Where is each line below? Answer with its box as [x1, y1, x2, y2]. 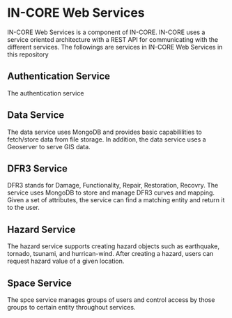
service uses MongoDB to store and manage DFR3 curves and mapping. [7, 188, 215, 197]
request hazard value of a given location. [7, 257, 125, 266]
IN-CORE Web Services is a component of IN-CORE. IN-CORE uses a [7, 28, 206, 36]
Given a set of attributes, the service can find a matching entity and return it [7, 196, 225, 204]
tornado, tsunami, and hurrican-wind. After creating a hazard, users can [7, 250, 214, 258]
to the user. [7, 204, 40, 212]
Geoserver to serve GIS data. [7, 142, 91, 151]
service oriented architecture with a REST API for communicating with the [7, 35, 219, 43]
